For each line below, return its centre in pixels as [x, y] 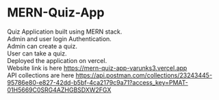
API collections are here [41, 75]
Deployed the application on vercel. [57, 60]
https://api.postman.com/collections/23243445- [144, 75]
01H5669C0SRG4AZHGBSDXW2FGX [59, 90]
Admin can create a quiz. [42, 46]
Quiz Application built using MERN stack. [65, 32]
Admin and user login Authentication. [59, 38]
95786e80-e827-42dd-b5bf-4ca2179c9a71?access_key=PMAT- [98, 82]
